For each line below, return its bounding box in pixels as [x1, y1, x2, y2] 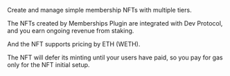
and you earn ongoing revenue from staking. [7, 27, 134, 35]
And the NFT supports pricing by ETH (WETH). [7, 40, 141, 48]
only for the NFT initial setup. [7, 61, 90, 68]
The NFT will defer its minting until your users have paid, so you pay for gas [7, 53, 223, 61]
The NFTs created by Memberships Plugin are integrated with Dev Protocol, [7, 19, 223, 27]
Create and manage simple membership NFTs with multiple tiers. [7, 6, 192, 14]
